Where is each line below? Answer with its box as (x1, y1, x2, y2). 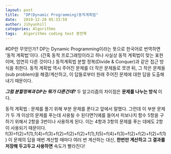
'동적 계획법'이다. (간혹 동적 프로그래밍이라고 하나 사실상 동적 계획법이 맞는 (5, 52, 154, 58)
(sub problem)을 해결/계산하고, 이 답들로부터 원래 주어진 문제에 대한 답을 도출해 (5, 71, 164, 77)
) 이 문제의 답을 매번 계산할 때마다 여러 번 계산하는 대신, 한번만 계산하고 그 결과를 (5, 137, 165, 143)
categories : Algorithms (5, 27, 56, 32)
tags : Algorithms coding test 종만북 (5, 31, 87, 36)
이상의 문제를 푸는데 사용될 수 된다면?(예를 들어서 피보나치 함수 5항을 (21, 112, 159, 118)
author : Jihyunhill (5, 21, 47, 27)
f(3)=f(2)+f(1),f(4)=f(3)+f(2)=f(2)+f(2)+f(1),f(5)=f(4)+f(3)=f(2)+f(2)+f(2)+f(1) (5, 131, 166, 137)
